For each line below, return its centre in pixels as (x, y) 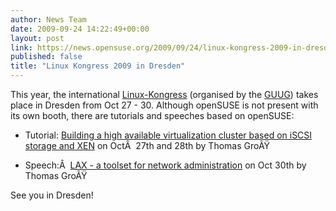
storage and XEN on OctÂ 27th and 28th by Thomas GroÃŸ (147, 145)
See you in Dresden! (52, 195)
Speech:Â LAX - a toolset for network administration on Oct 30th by (165, 165)
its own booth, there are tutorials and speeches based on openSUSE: (152, 115)
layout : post (37, 38)
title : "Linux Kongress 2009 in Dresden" (98, 66)
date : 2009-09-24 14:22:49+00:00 (80, 29)
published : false (46, 57)
